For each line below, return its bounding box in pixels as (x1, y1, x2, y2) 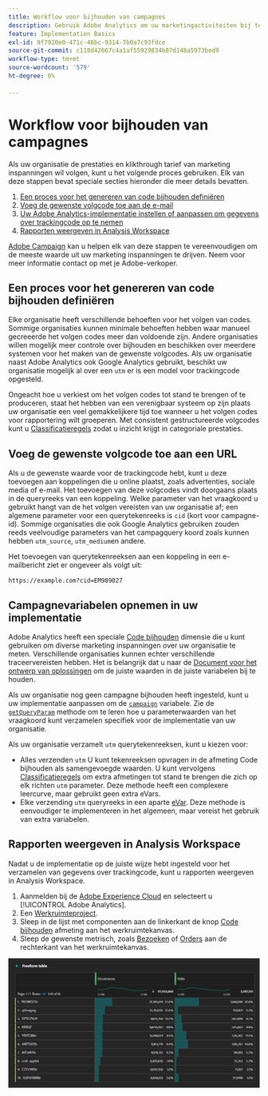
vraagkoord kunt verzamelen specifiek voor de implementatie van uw (8, 715, 236, 725)
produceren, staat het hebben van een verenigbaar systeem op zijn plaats (8, 398, 251, 408)
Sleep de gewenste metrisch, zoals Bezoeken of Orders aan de (19, 934, 227, 943)
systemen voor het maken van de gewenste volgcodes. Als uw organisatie (8, 349, 253, 359)
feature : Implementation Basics (8, 30, 116, 38)
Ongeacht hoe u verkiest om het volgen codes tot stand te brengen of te (8, 390, 246, 400)
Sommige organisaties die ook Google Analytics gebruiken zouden (21, 520, 239, 529)
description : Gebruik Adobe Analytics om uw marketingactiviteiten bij (8, 21, 251, 30)
